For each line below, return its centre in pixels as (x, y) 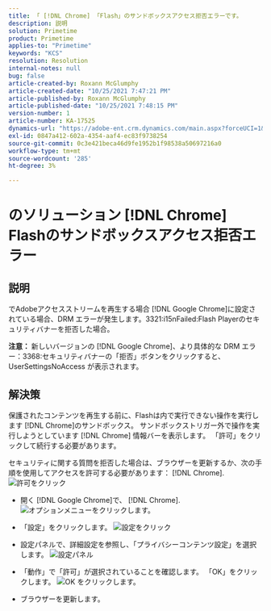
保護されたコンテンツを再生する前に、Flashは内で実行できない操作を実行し (134, 415)
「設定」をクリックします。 (66, 527)
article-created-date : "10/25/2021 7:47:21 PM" (90, 91)
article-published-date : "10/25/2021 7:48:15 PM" (94, 106)
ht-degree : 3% (32, 166)
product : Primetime (41, 38)
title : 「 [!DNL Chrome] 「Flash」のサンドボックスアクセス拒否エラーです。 (125, 16)
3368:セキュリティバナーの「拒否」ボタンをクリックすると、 (124, 357)
